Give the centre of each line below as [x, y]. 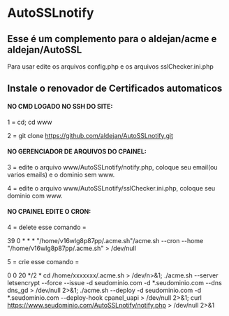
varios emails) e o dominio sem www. [61, 174]
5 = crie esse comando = [43, 262]
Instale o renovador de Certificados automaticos [115, 89]
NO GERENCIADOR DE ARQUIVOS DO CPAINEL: [77, 151]
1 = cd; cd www [30, 122]
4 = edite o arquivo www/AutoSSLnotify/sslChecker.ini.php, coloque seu [111, 188]
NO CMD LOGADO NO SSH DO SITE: [60, 106]
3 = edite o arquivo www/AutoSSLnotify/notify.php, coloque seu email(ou [112, 167]
